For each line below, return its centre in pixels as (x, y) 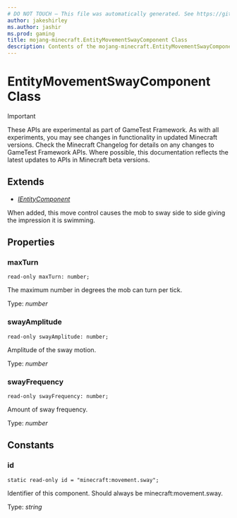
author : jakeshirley (38, 20)
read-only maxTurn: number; (49, 277)
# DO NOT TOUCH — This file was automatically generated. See (101, 14)
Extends (26, 182)
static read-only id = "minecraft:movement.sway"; (83, 480)
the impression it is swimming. (51, 220)
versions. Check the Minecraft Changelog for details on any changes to (111, 145)
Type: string (25, 507)
